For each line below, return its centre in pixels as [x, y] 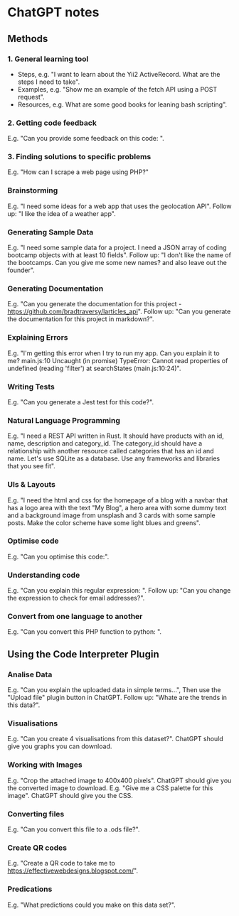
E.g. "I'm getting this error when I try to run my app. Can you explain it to [113, 353]
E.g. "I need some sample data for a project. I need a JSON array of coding [117, 248]
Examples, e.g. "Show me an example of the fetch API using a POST [117, 89]
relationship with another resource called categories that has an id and [111, 451]
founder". [21, 270]
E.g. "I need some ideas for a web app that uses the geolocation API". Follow [119, 206]
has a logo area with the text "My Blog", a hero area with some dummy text [117, 507]
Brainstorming [33, 190]
